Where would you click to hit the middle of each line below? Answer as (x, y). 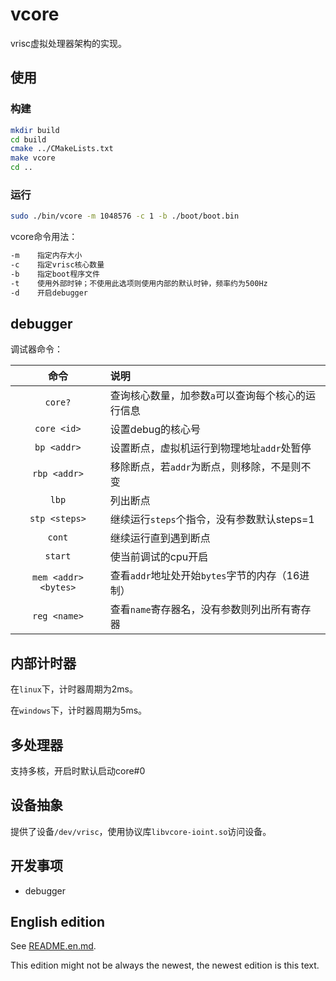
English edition (58, 922)
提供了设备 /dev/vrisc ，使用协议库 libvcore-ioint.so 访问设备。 (141, 831)
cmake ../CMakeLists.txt (62, 149)
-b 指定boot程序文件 (55, 274)
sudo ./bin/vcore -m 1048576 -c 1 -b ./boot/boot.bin (125, 216)
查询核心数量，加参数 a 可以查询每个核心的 (208, 396)
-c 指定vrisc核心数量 (57, 265)
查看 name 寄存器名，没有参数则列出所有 (200, 610)
